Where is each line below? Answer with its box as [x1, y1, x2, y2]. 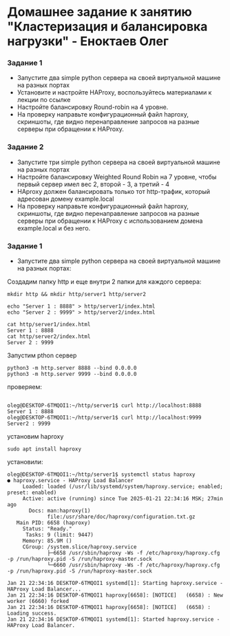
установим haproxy [7, 433, 64, 441]
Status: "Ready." [22, 526, 72, 533]
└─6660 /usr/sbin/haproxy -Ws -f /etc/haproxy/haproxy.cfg [47, 562, 220, 569]
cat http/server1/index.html [7, 321, 91, 328]
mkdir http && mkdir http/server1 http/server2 [7, 291, 147, 298]
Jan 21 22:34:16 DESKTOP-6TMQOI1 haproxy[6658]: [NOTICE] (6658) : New [7, 592, 224, 599]
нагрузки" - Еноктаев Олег [7, 34, 169, 49]
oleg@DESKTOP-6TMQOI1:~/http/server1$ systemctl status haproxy [7, 471, 196, 478]
